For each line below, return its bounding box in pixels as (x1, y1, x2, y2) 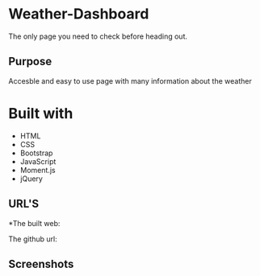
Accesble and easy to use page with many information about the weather (8, 76, 252, 85)
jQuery (19, 174, 43, 183)
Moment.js (19, 165, 56, 175)
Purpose (8, 55, 52, 68)
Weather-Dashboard (8, 5, 149, 23)
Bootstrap (19, 148, 53, 158)
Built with (8, 104, 73, 122)
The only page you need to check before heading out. (8, 31, 188, 41)
